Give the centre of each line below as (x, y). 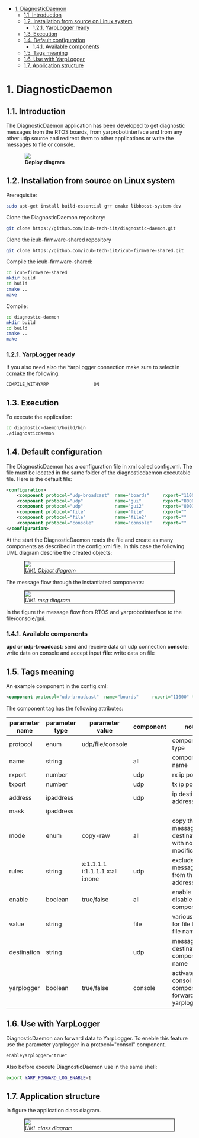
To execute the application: (39, 417)
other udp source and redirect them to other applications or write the (90, 138)
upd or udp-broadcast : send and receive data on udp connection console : (98, 647)
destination (25, 952)
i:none (91, 878)
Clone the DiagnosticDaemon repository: (56, 217)
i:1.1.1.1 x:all (100, 871)
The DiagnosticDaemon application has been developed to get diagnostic (96, 125)
